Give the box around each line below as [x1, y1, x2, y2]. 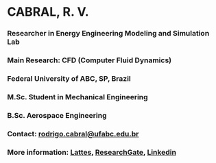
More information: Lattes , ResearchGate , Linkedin [7, 147, 177, 157]
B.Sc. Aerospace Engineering [7, 110, 107, 120]
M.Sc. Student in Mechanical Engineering [7, 92, 149, 101]
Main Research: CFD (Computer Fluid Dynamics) [7, 55, 172, 65]
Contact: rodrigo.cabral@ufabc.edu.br [7, 129, 139, 138]
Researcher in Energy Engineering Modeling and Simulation [7, 29, 210, 38]
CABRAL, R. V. [7, 4, 89, 20]
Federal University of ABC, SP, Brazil [7, 73, 132, 83]
